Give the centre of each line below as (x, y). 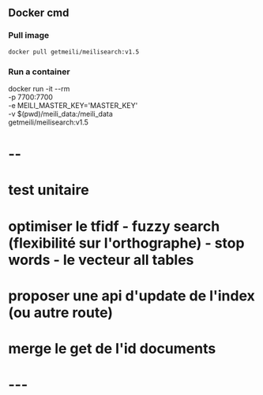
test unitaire (49, 190)
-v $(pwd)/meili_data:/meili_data (60, 114)
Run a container (39, 72)
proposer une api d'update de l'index (131, 296)
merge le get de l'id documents (112, 348)
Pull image (29, 35)
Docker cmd (39, 13)
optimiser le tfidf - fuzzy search (114, 226)
